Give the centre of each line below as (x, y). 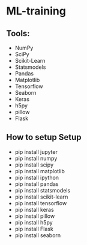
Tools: (18, 33)
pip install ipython (37, 177)
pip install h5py (34, 222)
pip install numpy (36, 158)
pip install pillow (35, 216)
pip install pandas (37, 184)
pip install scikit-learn (41, 197)
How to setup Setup (44, 137)
